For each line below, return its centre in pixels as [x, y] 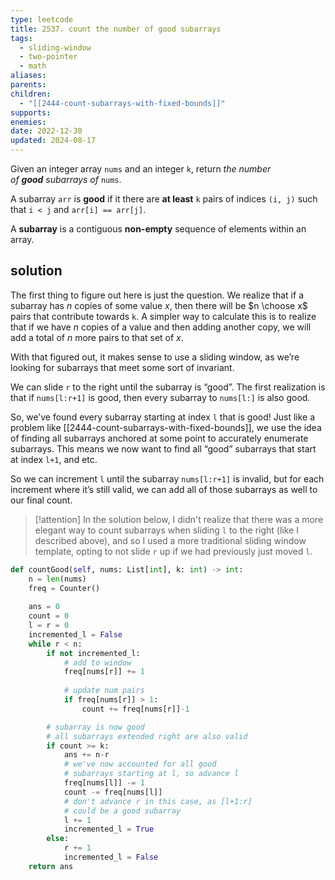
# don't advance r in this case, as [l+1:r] [158, 801]
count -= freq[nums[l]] [113, 792]
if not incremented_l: [93, 653]
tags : [21, 38]
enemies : [28, 122]
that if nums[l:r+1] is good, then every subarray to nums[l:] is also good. [160, 397]
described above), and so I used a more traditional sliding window [170, 540]
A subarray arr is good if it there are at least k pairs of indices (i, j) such [164, 199]
